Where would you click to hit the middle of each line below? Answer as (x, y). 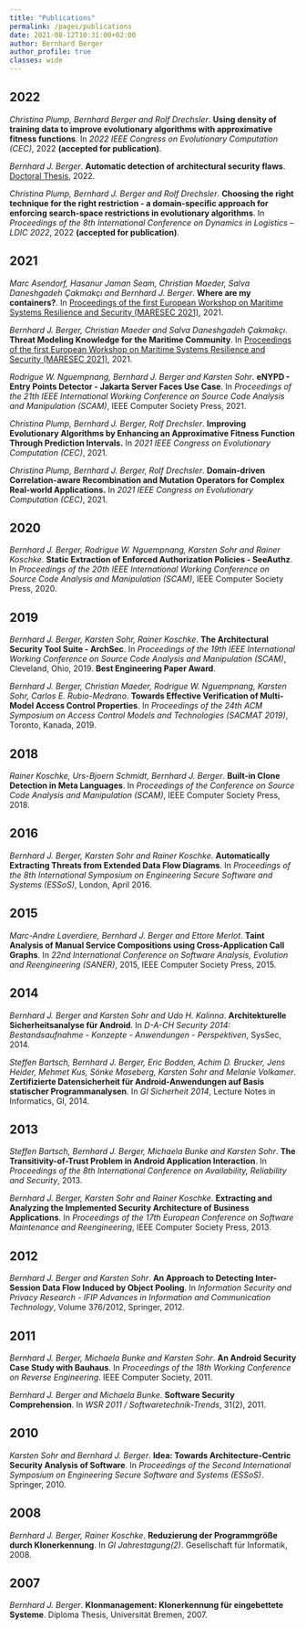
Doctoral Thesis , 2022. (52, 175)
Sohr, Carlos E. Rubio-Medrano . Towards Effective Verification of (134, 696)
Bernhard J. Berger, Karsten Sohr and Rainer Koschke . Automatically (140, 856)
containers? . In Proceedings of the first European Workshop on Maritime (147, 302)
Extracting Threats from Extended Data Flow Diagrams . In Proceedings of (150, 865)
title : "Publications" (52, 18)
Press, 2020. (33, 589)
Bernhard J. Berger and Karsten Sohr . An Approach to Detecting (132, 1278)
